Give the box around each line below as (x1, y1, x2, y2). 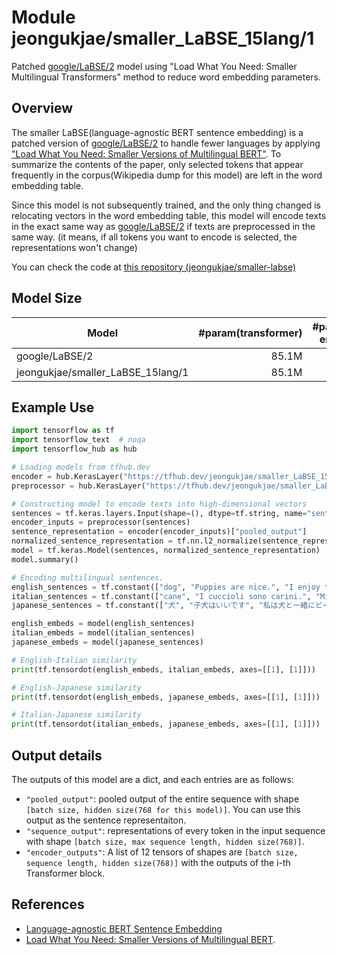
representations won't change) (11, 241, 138, 253)
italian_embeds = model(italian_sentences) (11, 628, 196, 638)
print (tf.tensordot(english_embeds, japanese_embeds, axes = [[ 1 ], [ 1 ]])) (11, 692, 321, 702)
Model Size (11, 290, 83, 307)
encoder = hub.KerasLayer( (11, 471, 124, 481)
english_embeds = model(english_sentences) (11, 619, 196, 629)
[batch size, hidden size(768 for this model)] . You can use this (25, 803, 301, 815)
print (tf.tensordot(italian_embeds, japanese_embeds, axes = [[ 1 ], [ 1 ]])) (11, 719, 321, 730)
